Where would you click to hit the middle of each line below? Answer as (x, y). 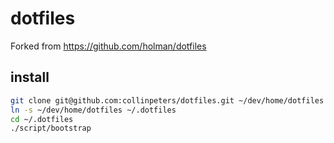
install (30, 77)
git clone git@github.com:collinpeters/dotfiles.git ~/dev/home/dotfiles (167, 100)
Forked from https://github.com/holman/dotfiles (108, 46)
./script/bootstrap (51, 128)
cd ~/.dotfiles (42, 119)
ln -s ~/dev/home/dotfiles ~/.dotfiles (93, 110)
